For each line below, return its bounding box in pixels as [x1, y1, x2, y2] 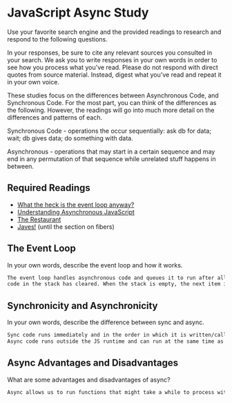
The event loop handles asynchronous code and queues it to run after [7, 274, 215, 281]
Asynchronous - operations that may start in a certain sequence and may [7, 147, 215, 156]
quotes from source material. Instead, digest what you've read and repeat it [7, 71, 222, 79]
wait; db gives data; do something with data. [7, 133, 133, 142]
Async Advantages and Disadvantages [7, 357, 178, 369]
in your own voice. [7, 77, 60, 86]
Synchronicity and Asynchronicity [7, 299, 158, 312]
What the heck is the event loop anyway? [17, 200, 135, 209]
